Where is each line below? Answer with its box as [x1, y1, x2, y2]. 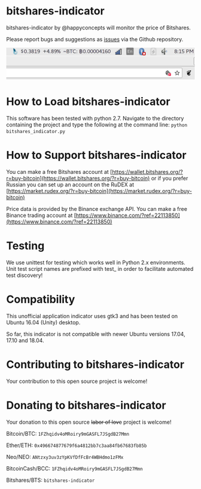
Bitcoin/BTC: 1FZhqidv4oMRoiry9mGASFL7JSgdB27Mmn [6, 430, 130, 437]
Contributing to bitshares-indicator [6, 358, 184, 372]
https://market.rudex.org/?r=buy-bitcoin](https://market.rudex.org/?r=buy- [8, 187, 193, 194]
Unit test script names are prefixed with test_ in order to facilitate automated [6, 265, 194, 272]
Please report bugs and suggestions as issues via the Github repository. [6, 35, 184, 43]
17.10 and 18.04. [6, 337, 44, 344]
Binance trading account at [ [6, 212, 77, 219]
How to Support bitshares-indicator [6, 149, 187, 162]
